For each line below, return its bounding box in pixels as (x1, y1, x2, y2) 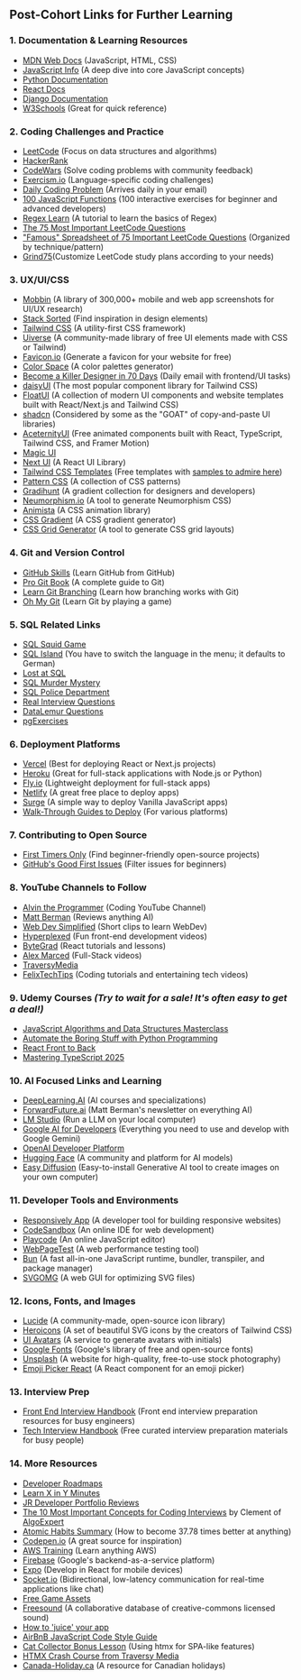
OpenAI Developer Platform (22, 1143, 124, 1153)
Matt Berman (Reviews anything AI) (22, 911, 154, 923)
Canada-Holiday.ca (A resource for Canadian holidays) (22, 1659, 226, 1671)
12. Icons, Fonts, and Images (9, 1294, 136, 1307)
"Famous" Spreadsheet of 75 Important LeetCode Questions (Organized (22, 232, 290, 243)
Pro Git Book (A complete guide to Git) (22, 576, 165, 587)
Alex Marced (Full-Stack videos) (22, 950, 142, 960)
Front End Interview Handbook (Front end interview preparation (22, 1406, 259, 1417)
